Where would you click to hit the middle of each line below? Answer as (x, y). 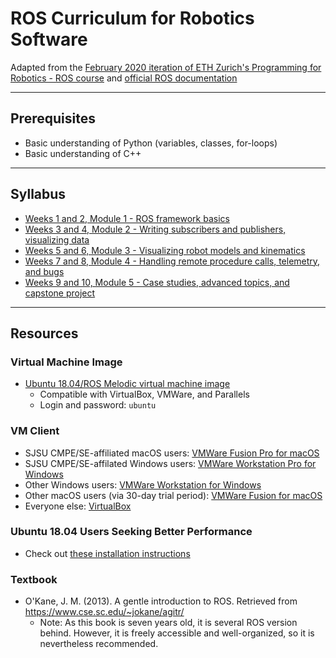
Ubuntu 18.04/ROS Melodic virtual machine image (127, 384)
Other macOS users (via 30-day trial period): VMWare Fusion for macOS (173, 495)
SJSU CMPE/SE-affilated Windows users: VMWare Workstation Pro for (170, 463)
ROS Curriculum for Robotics (132, 18)
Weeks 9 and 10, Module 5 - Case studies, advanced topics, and (157, 282)
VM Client (35, 431)
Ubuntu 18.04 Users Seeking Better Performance (131, 532)
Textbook (34, 579)
